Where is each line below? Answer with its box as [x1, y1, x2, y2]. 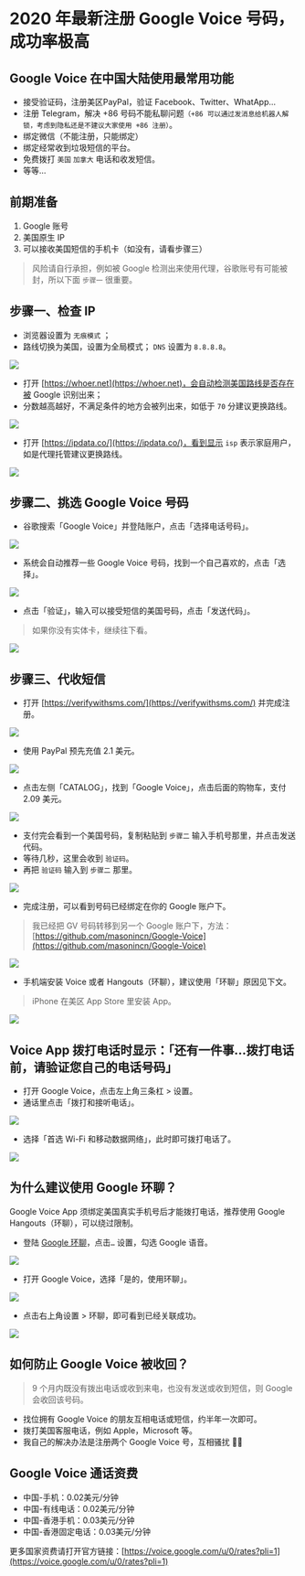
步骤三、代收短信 [9, 671, 106, 687]
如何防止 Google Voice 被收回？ [9, 1356, 189, 1372]
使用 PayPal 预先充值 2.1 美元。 [22, 745, 140, 756]
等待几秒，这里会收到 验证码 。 [22, 852, 134, 864]
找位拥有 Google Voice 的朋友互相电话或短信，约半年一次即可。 [22, 1413, 262, 1424]
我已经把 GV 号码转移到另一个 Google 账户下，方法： [31, 920, 232, 931]
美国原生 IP [22, 231, 66, 242]
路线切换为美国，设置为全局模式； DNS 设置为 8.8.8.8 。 [22, 340, 231, 352]
